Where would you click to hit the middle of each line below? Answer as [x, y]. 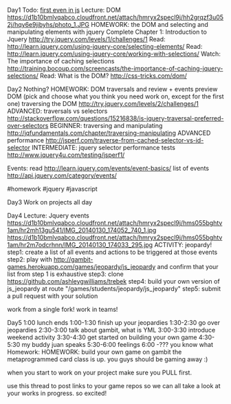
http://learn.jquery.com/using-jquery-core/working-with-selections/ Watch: [114, 54]
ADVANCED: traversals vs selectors [57, 111]
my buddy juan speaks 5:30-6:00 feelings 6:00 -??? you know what [118, 344]
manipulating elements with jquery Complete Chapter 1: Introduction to [107, 32]
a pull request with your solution [53, 296]
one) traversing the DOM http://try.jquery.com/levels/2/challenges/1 [103, 104]
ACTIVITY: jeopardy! [183, 245]
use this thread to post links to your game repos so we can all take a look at [114, 386]
